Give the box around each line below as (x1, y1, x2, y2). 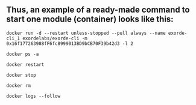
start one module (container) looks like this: (6, 14, 174, 25)
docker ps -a (6, 51, 39, 57)
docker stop (6, 72, 36, 78)
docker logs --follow (6, 93, 61, 99)
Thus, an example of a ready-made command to (6, 5, 190, 15)
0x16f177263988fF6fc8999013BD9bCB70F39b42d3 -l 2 (6, 40, 134, 47)
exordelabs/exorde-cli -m (22, 35, 87, 41)
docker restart (6, 61, 45, 68)
